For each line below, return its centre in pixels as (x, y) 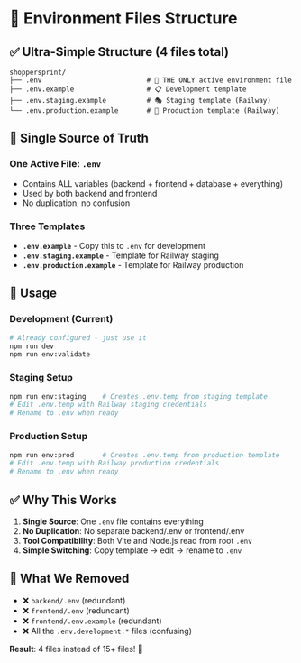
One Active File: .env (55, 164)
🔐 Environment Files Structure (123, 18)
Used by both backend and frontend (90, 193)
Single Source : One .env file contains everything (113, 521)
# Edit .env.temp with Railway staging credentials (108, 405)
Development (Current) (61, 319)
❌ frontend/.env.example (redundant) (92, 621)
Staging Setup (41, 378)
